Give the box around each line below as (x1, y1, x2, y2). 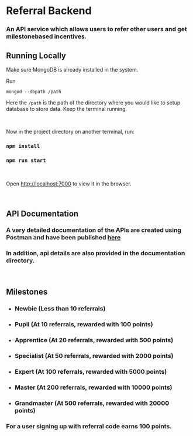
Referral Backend (6, 4, 92, 18)
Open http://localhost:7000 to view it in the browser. (6, 180, 132, 187)
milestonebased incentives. (6, 32, 87, 40)
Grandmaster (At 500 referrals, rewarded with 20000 (14, 399, 170, 407)
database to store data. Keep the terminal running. (6, 105, 127, 112)
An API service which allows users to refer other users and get (6, 25, 187, 33)
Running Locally (6, 50, 66, 60)
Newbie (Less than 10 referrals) (14, 305, 106, 313)
